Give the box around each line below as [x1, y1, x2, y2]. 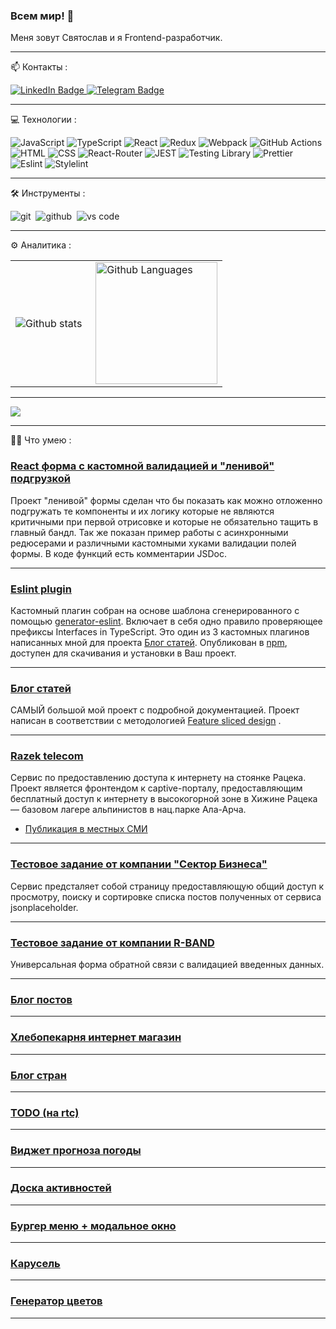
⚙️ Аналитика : [10, 239, 72, 251]
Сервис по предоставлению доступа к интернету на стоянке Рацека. [10, 772, 307, 784]
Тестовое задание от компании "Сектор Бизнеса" [10, 857, 268, 871]
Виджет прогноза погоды [10, 1144, 142, 1158]
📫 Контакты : [10, 61, 68, 73]
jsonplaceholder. [10, 901, 79, 913]
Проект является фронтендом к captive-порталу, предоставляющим [10, 782, 303, 794]
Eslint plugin [10, 582, 72, 596]
